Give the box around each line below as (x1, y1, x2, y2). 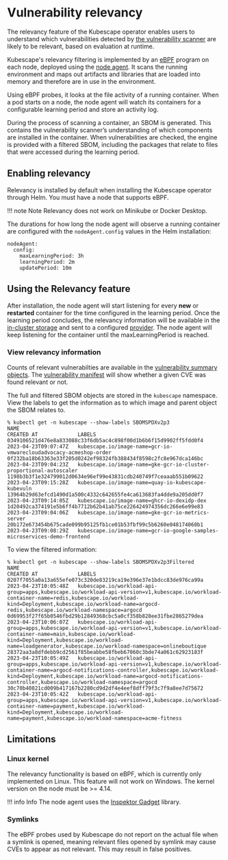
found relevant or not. (7, 378, 68, 386)
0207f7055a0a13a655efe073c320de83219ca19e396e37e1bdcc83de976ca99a (7, 576, 204, 583)
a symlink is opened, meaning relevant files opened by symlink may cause (7, 837, 217, 846)
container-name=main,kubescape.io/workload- (7, 631, 136, 637)
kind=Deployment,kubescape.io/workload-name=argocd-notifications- (7, 672, 204, 679)
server (7, 515, 26, 522)
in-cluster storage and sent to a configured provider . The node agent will (7, 323, 212, 331)
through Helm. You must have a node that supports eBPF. (7, 193, 169, 201)
